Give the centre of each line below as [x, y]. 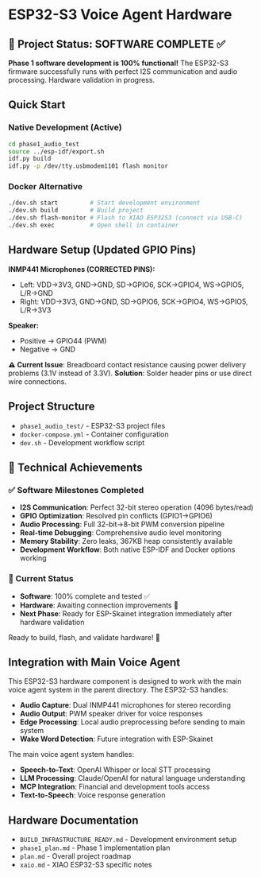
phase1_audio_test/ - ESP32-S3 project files [92, 425]
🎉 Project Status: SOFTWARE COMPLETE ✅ [117, 44]
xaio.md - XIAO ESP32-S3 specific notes [86, 865]
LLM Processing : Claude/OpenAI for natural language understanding [132, 778]
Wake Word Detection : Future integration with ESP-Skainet [116, 739]
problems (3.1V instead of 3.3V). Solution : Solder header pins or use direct [130, 373]
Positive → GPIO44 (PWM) [63, 340]
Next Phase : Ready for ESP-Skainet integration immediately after [126, 613]
